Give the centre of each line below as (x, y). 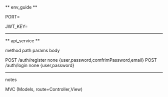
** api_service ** (22, 41)
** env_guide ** (21, 7)
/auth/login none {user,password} (40, 65)
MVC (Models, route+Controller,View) (44, 89)
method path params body (32, 50)
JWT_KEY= (17, 26)
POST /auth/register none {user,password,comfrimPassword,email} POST (81, 60)
